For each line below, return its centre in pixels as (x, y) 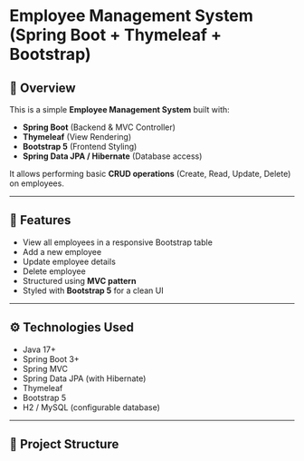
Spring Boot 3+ (51, 358)
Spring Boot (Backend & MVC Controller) (99, 127)
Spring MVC (45, 368)
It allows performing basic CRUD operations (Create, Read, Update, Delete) (150, 174)
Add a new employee (62, 251)
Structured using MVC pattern (79, 280)
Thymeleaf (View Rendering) (77, 137)
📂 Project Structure (64, 444)
